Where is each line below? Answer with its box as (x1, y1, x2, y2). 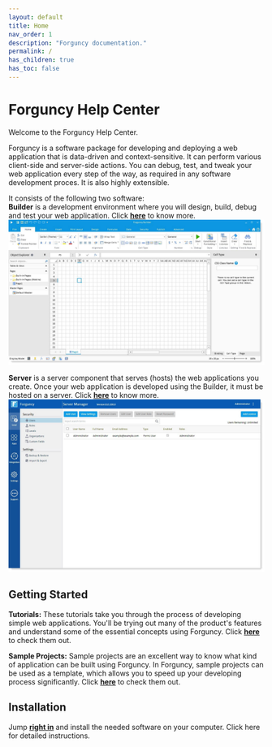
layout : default (8, 13, 63, 21)
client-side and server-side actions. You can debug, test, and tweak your (8, 160, 253, 170)
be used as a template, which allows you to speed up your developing (8, 668, 242, 678)
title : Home (8, 21, 49, 30)
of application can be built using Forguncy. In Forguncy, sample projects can (8, 659, 264, 669)
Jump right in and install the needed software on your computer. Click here (8, 722, 261, 732)
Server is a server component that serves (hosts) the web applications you (8, 373, 260, 383)
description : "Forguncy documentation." (8, 39, 148, 47)
